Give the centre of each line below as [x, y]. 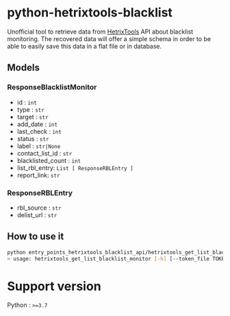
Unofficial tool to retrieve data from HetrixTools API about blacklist [100, 32]
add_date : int [37, 124]
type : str [30, 109]
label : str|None [39, 146]
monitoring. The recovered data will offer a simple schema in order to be [109, 38]
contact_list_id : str [44, 153]
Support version [54, 286]
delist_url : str [37, 215]
